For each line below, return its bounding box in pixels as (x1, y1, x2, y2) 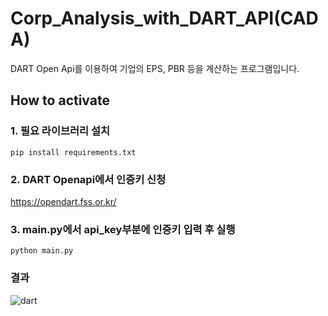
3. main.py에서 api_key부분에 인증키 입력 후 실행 (10, 222, 236, 236)
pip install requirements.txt (10, 147, 137, 157)
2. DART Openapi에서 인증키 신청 (10, 172, 167, 186)
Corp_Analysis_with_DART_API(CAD (10, 7, 319, 30)
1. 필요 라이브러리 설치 (10, 124, 111, 138)
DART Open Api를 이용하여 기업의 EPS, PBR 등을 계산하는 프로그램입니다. (10, 62, 300, 74)
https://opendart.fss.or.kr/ (10, 195, 117, 207)
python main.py (10, 246, 74, 256)
